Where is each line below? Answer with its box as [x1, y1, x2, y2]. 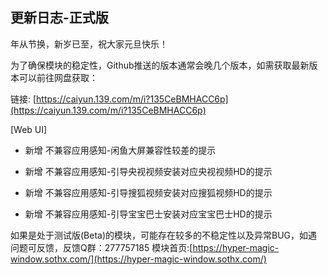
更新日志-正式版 [10, 9, 109, 27]
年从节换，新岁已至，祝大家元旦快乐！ [10, 38, 168, 50]
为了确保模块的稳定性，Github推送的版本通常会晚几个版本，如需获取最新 [10, 59, 310, 71]
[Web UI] [10, 123, 48, 135]
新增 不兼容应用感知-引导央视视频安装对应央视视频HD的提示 [24, 165, 273, 177]
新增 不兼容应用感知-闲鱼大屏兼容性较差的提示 [24, 144, 217, 156]
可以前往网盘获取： [18, 71, 98, 83]
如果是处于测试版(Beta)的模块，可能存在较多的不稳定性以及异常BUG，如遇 [10, 229, 318, 241]
